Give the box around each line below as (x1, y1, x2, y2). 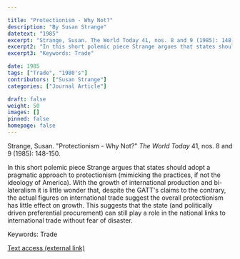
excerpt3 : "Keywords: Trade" (7, 50, 94, 57)
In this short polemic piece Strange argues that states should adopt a (7, 163, 211, 171)
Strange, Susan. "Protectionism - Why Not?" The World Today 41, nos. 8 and (7, 141, 233, 150)
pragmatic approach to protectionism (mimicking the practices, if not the (7, 171, 221, 179)
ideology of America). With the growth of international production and (7, 178, 213, 186)
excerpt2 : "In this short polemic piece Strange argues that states (7, 44, 216, 51)
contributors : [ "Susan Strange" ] (7, 76, 107, 83)
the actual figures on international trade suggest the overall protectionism (7, 193, 224, 202)
